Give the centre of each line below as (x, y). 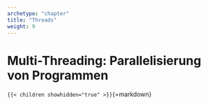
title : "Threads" (32, 20)
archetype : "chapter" (38, 13)
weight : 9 (21, 26)
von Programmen (58, 75)
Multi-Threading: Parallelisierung (104, 60)
